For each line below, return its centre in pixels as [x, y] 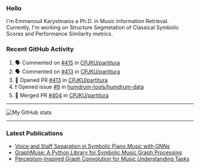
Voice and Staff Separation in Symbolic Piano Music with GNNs [92, 146]
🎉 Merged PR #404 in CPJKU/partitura [62, 95]
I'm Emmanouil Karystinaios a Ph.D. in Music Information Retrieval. [87, 21]
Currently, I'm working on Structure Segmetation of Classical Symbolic [93, 27]
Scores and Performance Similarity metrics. [60, 34]
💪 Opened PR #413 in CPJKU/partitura [61, 80]
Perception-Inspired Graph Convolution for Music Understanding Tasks [102, 159]
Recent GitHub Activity [40, 49]
